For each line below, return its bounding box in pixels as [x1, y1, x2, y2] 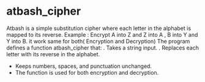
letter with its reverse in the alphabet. [6, 50, 100, 58]
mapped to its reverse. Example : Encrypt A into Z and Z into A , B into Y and [6, 31, 198, 38]
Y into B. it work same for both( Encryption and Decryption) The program [6, 37, 190, 45]
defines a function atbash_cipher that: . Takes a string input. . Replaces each [6, 44, 199, 51]
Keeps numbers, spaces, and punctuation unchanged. [15, 62, 152, 70]
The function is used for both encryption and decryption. [15, 69, 159, 76]
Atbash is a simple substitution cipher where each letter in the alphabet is [6, 24, 192, 32]
